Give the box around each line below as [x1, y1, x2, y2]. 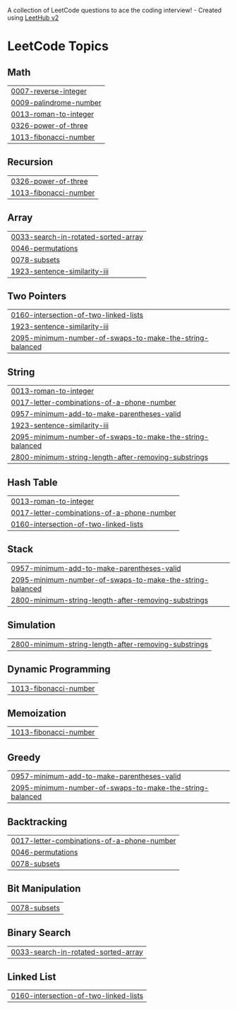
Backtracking [7, 816, 68, 828]
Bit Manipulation [7, 883, 81, 895]
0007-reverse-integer [11, 86, 87, 96]
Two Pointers [7, 290, 67, 302]
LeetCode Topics [7, 38, 109, 54]
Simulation [7, 619, 56, 631]
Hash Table [7, 476, 58, 488]
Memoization [7, 707, 67, 719]
